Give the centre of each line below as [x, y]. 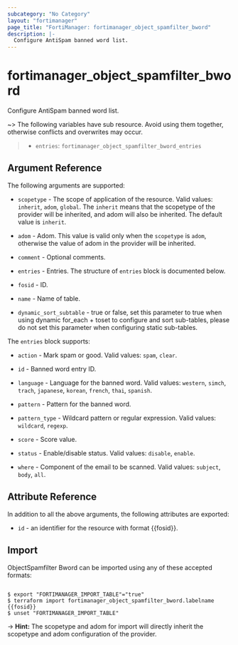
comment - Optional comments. [61, 257]
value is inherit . [42, 222]
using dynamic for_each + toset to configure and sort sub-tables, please [123, 320]
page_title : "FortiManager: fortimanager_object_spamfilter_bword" [109, 27]
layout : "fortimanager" [43, 21]
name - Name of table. [49, 298]
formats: [20, 575]
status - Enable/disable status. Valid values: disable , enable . [106, 453]
